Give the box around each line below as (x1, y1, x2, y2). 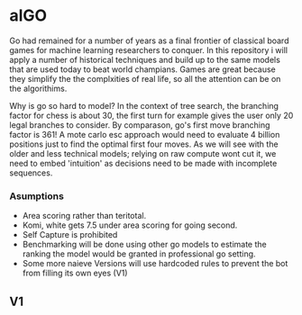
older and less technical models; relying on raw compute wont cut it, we (9, 148, 277, 158)
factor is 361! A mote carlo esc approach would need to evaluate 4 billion (9, 129, 280, 139)
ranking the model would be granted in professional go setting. (22, 248, 256, 259)
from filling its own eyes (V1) (22, 267, 128, 279)
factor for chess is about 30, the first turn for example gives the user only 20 (9, 110, 294, 121)
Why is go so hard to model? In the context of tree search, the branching (9, 100, 279, 111)
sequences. (9, 167, 53, 178)
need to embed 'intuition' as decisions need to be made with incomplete (9, 157, 278, 168)
